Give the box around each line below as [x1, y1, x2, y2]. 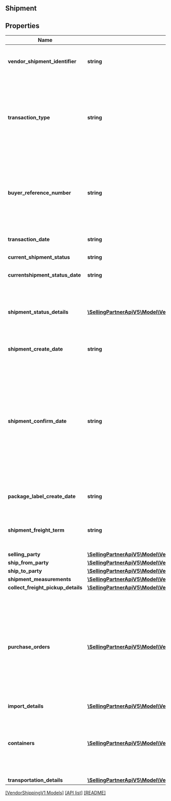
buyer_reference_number [8, 189, 71, 196]
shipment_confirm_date [8, 418, 67, 425]
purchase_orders [8, 643, 50, 650]
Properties [5, 21, 40, 30]
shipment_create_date [8, 345, 63, 353]
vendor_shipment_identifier [8, 58, 76, 65]
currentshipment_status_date [8, 271, 81, 279]
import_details [8, 703, 44, 710]
